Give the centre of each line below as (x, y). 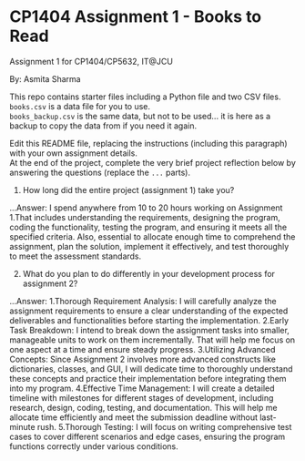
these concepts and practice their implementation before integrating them (148, 378)
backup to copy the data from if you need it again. (103, 126)
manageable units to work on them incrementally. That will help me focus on (152, 340)
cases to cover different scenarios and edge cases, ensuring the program (147, 436)
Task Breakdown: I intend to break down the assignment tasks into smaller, (149, 330)
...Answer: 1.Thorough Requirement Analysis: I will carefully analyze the (143, 301)
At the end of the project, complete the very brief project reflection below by (152, 162)
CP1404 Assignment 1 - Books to (136, 17)
